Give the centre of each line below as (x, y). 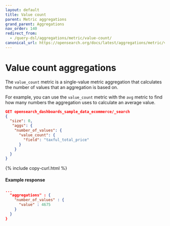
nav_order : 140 (21, 29)
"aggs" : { (22, 126)
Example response (25, 179)
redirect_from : (21, 33)
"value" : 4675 (35, 205)
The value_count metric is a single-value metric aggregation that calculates (83, 82)
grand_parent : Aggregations (35, 24)
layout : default (22, 10)
